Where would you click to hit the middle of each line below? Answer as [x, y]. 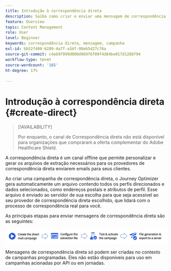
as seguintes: [19, 221]
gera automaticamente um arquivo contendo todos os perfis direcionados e [85, 184]
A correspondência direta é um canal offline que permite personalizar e [81, 158]
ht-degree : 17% [22, 70]
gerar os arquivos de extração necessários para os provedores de [75, 163]
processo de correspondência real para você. [54, 206]
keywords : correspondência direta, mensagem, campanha [65, 44]
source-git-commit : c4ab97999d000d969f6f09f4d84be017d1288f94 [73, 54]
